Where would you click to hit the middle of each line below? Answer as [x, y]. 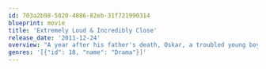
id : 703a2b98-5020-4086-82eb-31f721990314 [79, 15]
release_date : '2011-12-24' [55, 38]
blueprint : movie [37, 23]
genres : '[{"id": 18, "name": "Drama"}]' [78, 52]
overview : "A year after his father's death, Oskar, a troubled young [127, 45]
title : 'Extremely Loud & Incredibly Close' [83, 30]
